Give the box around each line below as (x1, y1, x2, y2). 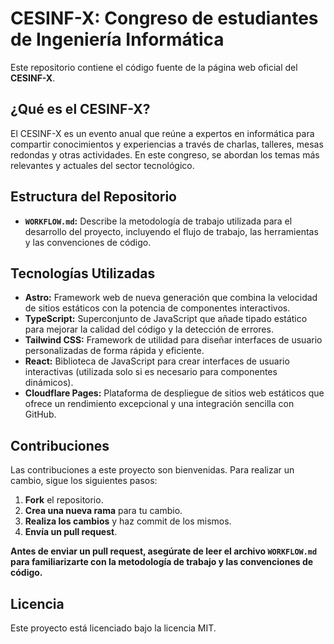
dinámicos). (24, 377, 74, 389)
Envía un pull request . (24, 526, 118, 538)
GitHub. (24, 408, 57, 421)
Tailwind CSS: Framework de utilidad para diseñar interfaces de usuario (24, 334, 323, 346)
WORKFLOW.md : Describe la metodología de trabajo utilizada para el (24, 215, 293, 227)
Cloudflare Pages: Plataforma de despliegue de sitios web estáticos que (24, 387, 325, 399)
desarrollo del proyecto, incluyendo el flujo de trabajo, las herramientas (24, 225, 319, 237)
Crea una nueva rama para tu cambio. (24, 505, 183, 517)
